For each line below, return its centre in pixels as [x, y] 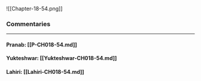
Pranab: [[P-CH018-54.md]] [42, 45]
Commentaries [28, 24]
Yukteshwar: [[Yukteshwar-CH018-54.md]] [62, 58]
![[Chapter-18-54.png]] [34, 9]
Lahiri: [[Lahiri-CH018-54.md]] [45, 72]
